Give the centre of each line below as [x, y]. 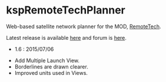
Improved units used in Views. [51, 73]
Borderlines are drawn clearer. [51, 66]
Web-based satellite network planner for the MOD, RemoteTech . [84, 26]
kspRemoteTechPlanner [66, 10]
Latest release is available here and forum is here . [66, 37]
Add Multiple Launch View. [47, 60]
